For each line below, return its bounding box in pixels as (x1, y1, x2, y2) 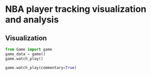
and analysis (5, 14, 59, 25)
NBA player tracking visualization (5, 3, 147, 15)
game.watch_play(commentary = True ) (5, 65, 77, 70)
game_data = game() (5, 51, 46, 57)
